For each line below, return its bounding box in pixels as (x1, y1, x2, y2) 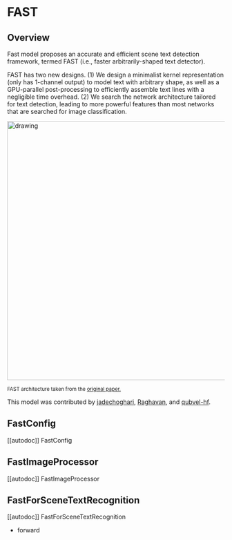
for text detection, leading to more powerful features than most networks (7, 100, 215, 108)
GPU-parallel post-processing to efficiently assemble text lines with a (7, 86, 205, 93)
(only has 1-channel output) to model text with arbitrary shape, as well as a (7, 78, 220, 86)
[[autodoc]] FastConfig (7, 436, 72, 444)
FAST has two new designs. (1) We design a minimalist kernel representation (7, 70, 224, 79)
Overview (7, 32, 50, 44)
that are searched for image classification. (7, 108, 128, 115)
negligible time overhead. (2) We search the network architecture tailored (7, 93, 216, 101)
